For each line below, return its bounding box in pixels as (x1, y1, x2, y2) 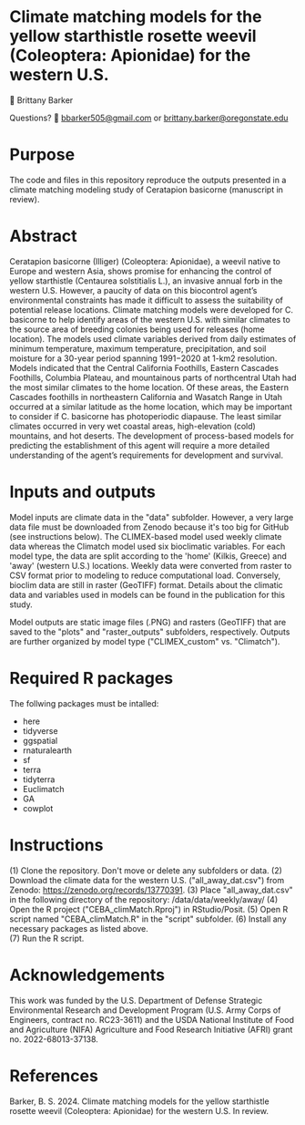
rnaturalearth (22, 745, 73, 756)
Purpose (9, 144, 76, 165)
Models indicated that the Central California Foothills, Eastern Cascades (9, 362, 280, 373)
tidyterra (22, 773, 56, 785)
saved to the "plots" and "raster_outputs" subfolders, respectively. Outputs (9, 626, 290, 637)
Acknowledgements (9, 965, 166, 986)
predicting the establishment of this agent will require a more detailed (9, 439, 270, 450)
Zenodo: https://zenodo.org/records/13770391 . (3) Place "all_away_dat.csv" (9, 884, 293, 895)
